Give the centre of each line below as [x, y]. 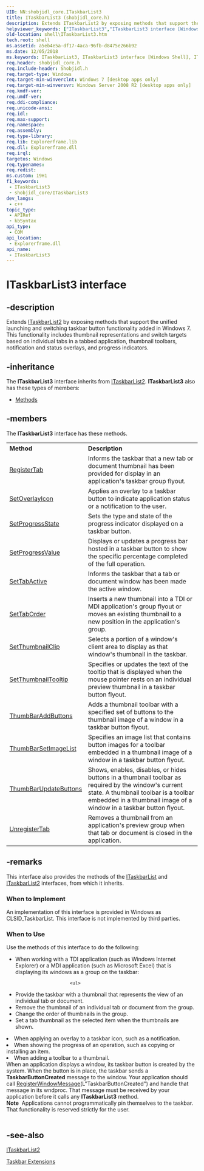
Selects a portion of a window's [133, 639]
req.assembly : [24, 131]
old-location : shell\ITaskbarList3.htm [57, 35]
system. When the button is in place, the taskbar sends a [77, 1071]
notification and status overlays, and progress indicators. [77, 348]
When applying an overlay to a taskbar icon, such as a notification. [97, 1039]
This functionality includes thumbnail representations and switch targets [97, 335]
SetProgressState [34, 523]
